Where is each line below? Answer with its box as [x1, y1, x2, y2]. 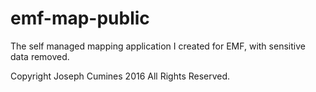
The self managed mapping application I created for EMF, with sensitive [10, 40, 306, 52]
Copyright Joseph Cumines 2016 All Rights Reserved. [10, 70, 231, 82]
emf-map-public [10, 7, 150, 30]
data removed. [10, 50, 70, 62]
